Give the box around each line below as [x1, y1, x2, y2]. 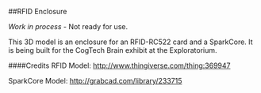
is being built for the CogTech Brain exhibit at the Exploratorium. [8, 46, 217, 54]
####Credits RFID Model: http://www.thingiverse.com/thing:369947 [8, 61, 231, 70]
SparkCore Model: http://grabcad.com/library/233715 [8, 76, 182, 85]
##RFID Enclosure [8, 7, 67, 16]
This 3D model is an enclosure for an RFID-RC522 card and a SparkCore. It [8, 37, 253, 46]
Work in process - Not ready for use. [8, 22, 129, 31]
